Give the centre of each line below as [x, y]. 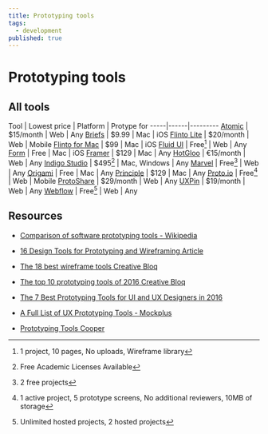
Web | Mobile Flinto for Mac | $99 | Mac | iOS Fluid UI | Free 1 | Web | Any [128, 143]
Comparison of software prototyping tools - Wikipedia [108, 235]
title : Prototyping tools [51, 16]
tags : [17, 23]
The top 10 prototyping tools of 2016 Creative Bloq [102, 281]
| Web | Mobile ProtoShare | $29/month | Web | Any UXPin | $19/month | [127, 181]
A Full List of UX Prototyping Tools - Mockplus [96, 313]
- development [39, 30]
